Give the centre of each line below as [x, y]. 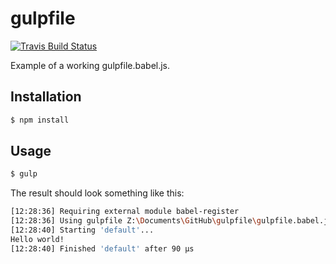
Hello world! [37, 239]
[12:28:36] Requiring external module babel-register [125, 212]
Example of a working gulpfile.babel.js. [90, 65]
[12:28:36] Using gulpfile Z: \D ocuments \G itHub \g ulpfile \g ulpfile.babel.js [171, 221]
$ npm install [40, 120]
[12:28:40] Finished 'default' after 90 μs [102, 248]
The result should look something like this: [97, 193]
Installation [46, 97]
